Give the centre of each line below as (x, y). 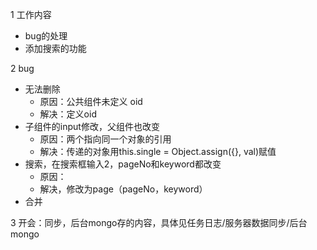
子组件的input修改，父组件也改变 (92, 126)
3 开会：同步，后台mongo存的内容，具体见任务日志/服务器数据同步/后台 (159, 222)
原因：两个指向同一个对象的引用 (105, 139)
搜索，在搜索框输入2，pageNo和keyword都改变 (123, 164)
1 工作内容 (31, 14)
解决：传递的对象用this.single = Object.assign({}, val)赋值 (158, 151)
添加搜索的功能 (55, 48)
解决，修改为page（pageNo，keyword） (123, 189)
